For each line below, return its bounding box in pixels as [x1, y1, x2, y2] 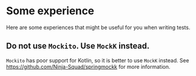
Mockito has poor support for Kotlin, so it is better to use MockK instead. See [6, 56, 189, 64]
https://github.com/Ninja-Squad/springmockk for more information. [6, 63, 171, 70]
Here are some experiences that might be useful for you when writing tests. [6, 24, 191, 31]
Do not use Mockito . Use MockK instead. [6, 41, 150, 51]
